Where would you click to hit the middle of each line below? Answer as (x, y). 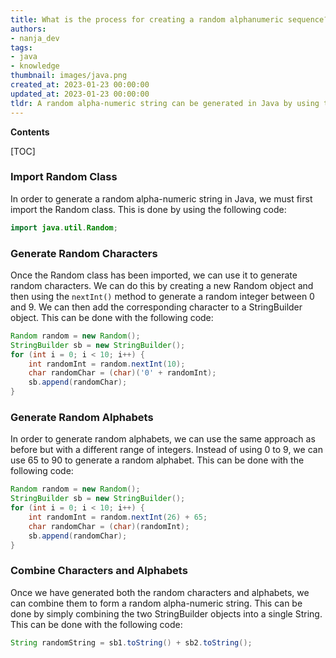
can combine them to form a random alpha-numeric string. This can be (156, 603)
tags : (21, 47)
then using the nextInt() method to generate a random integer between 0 (162, 296)
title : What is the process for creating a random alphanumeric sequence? (169, 19)
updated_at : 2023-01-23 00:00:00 (80, 94)
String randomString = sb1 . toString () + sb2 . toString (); (131, 642)
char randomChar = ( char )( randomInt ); (109, 526)
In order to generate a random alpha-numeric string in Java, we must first (161, 198)
